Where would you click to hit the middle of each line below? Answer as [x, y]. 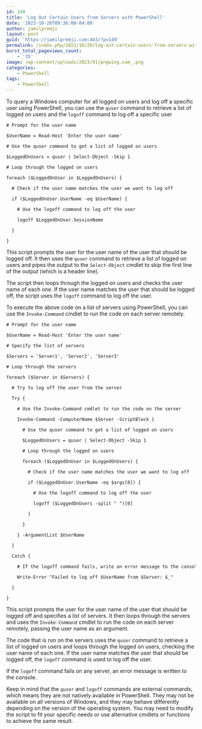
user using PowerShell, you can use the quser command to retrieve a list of [99, 108]
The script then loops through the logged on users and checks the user [95, 283]
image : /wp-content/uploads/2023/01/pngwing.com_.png [75, 62]
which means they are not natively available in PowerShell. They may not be [100, 695]
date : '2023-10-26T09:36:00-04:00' [51, 23]
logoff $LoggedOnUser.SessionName [60, 220]
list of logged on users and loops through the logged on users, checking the [100, 646]
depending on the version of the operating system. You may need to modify [100, 708]
